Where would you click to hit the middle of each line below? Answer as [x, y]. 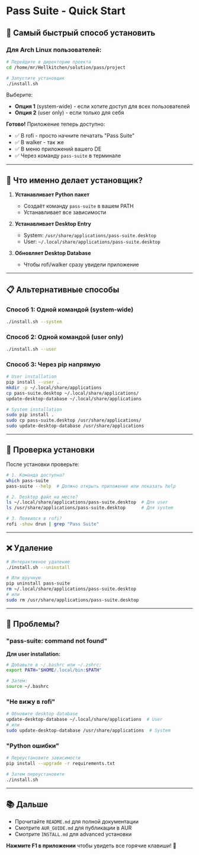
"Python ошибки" [33, 745]
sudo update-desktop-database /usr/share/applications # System [88, 730]
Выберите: [20, 95]
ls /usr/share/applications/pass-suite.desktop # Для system [90, 508]
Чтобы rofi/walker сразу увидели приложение [81, 264]
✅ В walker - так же [39, 142]
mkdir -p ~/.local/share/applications [54, 387]
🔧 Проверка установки [50, 450]
